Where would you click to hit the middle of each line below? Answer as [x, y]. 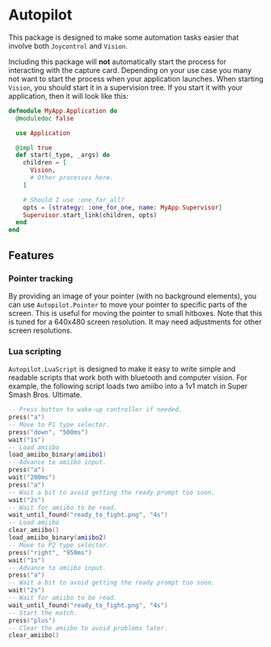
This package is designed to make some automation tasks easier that [124, 37]
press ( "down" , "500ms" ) [49, 432]
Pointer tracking [41, 279]
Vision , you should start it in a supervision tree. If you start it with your [126, 87]
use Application [43, 133]
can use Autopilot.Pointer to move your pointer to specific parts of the [128, 304]
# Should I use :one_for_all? [74, 200]
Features [31, 255]
